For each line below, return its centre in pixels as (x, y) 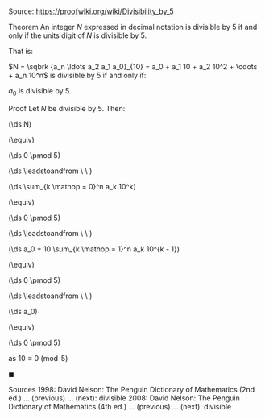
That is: (21, 52)
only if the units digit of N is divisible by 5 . (78, 35)
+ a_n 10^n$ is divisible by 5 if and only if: (77, 76)
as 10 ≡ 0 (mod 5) (38, 358)
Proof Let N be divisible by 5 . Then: (67, 108)
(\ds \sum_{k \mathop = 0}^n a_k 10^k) (72, 186)
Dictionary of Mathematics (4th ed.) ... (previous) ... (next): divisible (120, 406)
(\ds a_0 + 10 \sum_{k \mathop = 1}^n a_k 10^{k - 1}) (94, 249)
